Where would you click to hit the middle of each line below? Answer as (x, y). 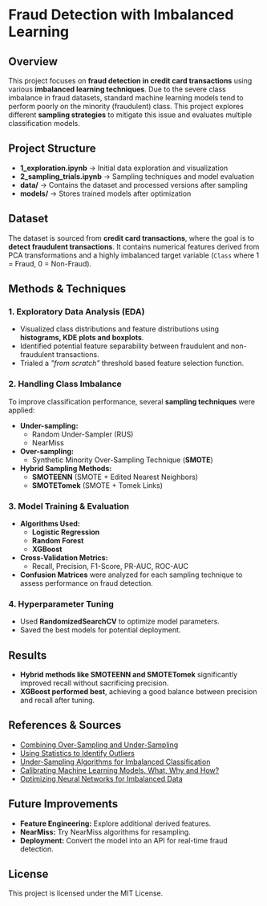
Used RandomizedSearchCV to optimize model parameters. (120, 622)
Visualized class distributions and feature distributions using (119, 329)
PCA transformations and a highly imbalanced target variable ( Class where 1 (134, 255)
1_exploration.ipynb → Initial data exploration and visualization (124, 168)
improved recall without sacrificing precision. (94, 683)
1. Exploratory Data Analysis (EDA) (77, 311)
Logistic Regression (66, 532)
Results (28, 655)
